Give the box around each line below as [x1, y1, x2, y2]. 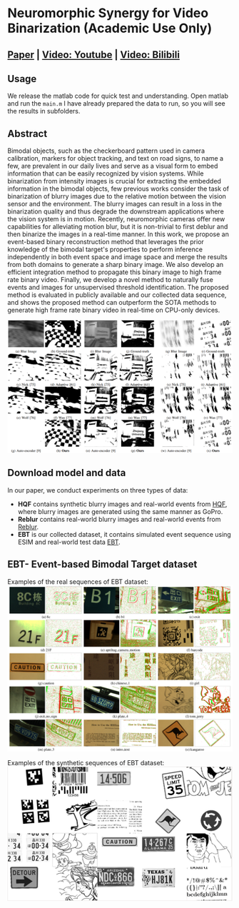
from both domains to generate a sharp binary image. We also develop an [7, 261, 224, 269]
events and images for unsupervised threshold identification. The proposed [7, 283, 230, 292]
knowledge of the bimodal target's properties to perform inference [7, 245, 203, 254]
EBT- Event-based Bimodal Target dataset [7, 558, 198, 570]
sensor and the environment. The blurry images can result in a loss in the [7, 200, 223, 208]
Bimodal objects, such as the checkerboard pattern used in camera [7, 146, 205, 155]
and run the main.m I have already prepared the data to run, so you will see [7, 99, 226, 108]
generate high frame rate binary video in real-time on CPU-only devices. [7, 306, 220, 315]
